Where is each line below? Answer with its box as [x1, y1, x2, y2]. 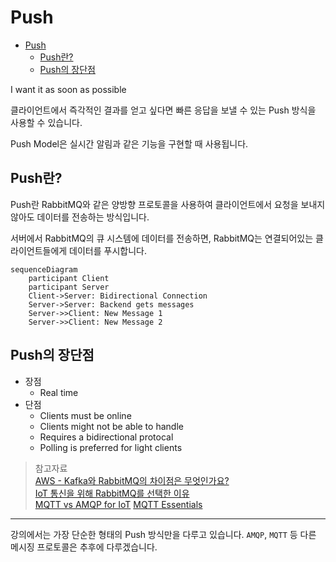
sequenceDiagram [10, 264, 78, 275]
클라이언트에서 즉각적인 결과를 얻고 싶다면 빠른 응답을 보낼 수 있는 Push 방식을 [10, 104, 317, 116]
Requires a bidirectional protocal [39, 431, 174, 443]
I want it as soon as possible [10, 83, 127, 95]
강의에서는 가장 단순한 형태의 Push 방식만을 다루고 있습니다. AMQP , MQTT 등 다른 [10, 528, 317, 540]
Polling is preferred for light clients [39, 441, 183, 453]
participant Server [28, 282, 110, 292]
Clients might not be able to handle [39, 420, 184, 432]
